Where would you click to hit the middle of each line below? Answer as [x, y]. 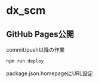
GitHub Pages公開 [40, 34]
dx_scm [26, 11]
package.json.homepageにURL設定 [50, 73]
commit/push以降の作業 [35, 50]
